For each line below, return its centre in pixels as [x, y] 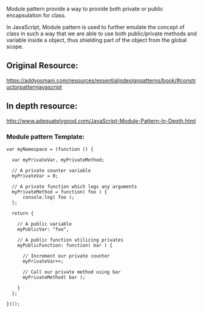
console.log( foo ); [48, 197]
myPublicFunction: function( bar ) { [65, 245]
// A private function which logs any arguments [74, 186]
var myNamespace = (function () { [50, 149]
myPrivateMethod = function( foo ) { [60, 192]
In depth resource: [42, 106]
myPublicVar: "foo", [43, 229]
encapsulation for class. [36, 15]
